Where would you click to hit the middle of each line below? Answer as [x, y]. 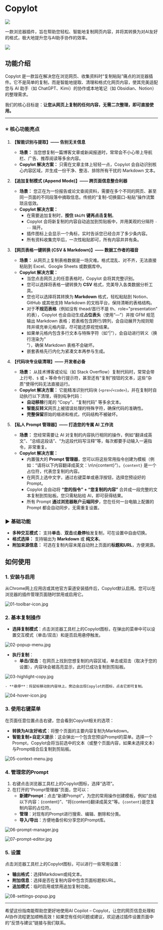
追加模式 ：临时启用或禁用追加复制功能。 [52, 886]
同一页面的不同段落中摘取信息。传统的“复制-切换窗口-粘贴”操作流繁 [87, 197]
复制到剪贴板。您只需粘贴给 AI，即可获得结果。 [78, 496]
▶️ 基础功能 [18, 521]
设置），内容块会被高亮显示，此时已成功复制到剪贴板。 [73, 667]
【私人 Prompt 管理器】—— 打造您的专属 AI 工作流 [63, 424]
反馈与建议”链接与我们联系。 [40, 923]
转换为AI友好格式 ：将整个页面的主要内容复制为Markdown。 [72, 731]
